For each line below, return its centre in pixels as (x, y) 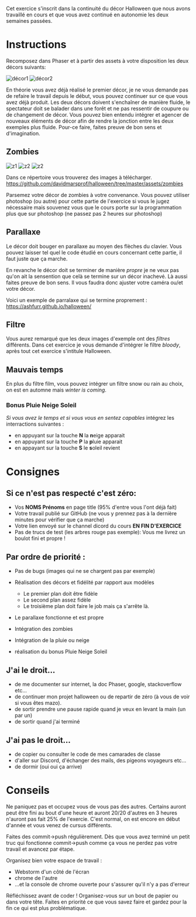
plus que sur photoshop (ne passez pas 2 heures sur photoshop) (84, 213)
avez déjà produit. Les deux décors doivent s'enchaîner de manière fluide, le (98, 102)
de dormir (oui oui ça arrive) (48, 766)
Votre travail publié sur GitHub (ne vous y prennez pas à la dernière (96, 514)
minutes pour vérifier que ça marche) (59, 520)
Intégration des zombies (44, 629)
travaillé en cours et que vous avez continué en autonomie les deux (87, 15)
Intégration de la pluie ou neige (52, 640)
